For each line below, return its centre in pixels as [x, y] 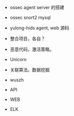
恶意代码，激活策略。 [32, 49]
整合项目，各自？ [27, 39]
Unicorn [18, 59]
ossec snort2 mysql [30, 17]
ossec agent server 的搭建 [37, 7]
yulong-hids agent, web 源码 [39, 28]
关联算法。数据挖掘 [30, 70]
